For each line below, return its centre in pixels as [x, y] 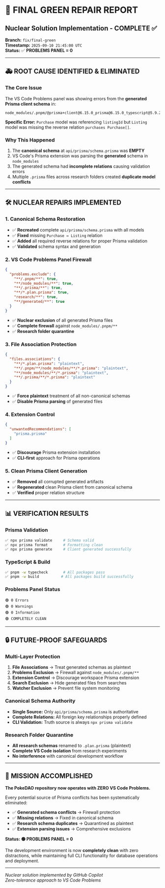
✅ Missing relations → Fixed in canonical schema [63, 818]
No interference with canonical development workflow [68, 756]
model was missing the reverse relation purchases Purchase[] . [68, 127]
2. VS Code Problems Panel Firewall [48, 259]
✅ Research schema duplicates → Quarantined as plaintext [73, 823]
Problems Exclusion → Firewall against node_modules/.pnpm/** [75, 673]
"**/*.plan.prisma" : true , [41, 293]
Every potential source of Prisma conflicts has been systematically [72, 797]
